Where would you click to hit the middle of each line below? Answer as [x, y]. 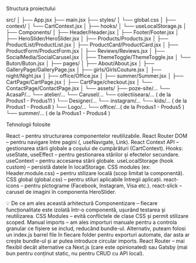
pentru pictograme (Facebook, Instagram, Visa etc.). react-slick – [103, 186]
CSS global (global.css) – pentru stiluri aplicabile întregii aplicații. [84, 179]
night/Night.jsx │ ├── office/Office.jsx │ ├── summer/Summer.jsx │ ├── [95, 76]
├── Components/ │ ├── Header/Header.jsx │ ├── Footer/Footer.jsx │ [92, 32]
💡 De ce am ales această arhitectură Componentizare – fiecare [82, 203]
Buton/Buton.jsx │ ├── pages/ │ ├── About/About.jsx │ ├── [80, 63]
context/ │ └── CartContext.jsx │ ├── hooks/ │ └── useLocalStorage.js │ [96, 26]
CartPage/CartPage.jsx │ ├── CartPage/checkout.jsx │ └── [79, 82]
